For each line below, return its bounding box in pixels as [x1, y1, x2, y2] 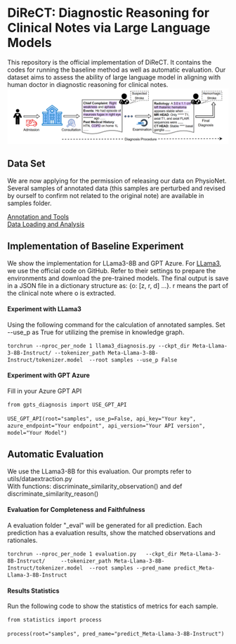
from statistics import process [7, 617, 102, 624]
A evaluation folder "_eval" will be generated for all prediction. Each [7, 521, 202, 530]
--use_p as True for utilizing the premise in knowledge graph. [7, 328, 185, 336]
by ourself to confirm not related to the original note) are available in [7, 191, 204, 199]
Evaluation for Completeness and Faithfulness [7, 506, 145, 514]
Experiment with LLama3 [7, 305, 82, 313]
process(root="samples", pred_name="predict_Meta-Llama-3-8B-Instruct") [7, 631, 225, 638]
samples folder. [7, 199, 52, 207]
